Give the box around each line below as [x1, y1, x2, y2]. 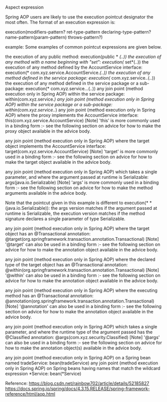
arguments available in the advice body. [5, 190, 87, 196]
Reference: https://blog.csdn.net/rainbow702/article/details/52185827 [5, 380, 149, 386]
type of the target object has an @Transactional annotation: [5, 262, 128, 267]
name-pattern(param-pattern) [5, 35, 67, 40]
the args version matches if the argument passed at [50, 205, 157, 211]
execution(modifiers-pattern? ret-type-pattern [5, 29, 100, 35]
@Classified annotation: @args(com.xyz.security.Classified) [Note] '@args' [5, 334, 160, 340]
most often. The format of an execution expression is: [5, 20, 115, 25]
